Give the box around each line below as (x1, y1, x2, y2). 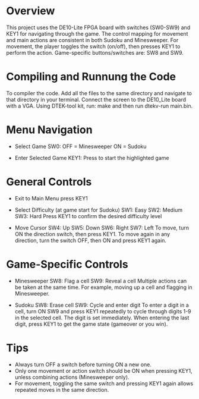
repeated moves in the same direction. (14, 386, 109, 393)
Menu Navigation (6, 123, 93, 137)
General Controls (6, 175, 92, 188)
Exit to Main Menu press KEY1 (14, 194, 88, 202)
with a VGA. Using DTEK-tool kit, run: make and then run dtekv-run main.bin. (6, 102, 193, 109)
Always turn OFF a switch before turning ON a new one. (14, 361, 151, 368)
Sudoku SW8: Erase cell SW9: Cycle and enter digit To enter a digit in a (14, 301, 189, 309)
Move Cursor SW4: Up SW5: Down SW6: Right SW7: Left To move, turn (14, 224, 189, 231)
